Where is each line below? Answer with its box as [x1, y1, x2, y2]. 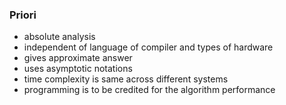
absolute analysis [23, 31, 96, 43]
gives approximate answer [23, 52, 133, 64]
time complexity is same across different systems [23, 73, 229, 85]
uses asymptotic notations [23, 63, 133, 75]
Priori [9, 8, 37, 22]
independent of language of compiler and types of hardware [23, 41, 274, 53]
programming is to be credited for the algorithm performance [23, 84, 276, 96]
